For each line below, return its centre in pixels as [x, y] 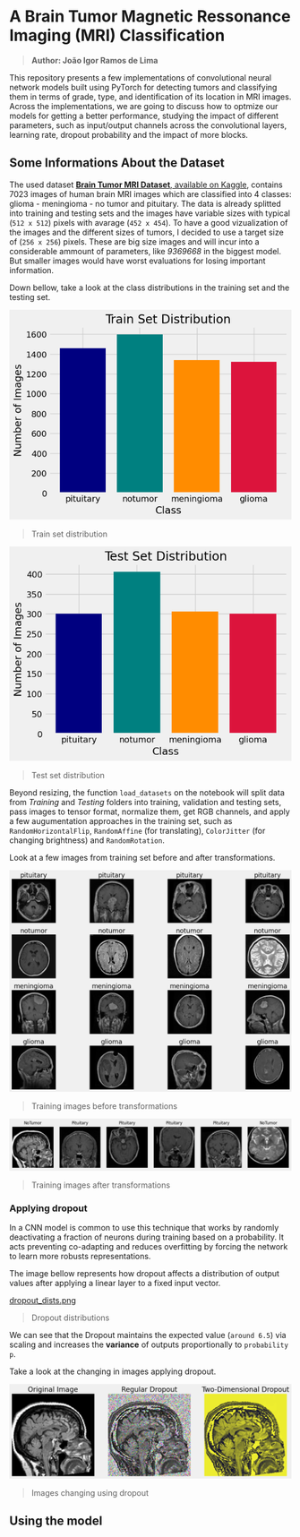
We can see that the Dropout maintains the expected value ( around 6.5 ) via [148, 1335]
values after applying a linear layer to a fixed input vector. [115, 1284]
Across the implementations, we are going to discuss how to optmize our [144, 106]
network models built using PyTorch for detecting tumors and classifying [143, 87]
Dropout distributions [70, 1318]
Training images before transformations [104, 1106]
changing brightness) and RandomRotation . [87, 840]
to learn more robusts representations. [80, 1257]
